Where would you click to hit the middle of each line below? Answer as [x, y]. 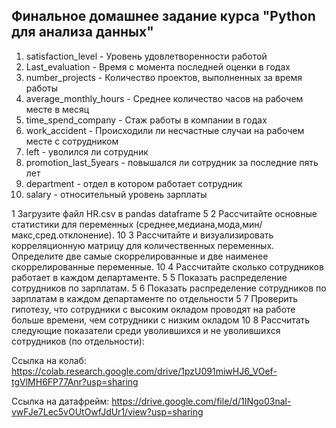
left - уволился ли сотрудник [87, 151]
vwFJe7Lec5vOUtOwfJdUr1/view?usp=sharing [107, 411]
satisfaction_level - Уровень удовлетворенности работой [146, 56]
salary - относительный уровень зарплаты [116, 194]
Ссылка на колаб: [49, 360]
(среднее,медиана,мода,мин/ [199, 224]
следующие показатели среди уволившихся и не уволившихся [146, 330]
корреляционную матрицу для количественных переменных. [143, 245]
